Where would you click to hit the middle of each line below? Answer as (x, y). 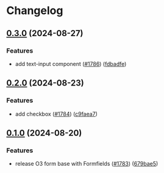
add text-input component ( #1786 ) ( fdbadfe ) (71, 64)
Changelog (35, 11)
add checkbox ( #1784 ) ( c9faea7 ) (56, 114)
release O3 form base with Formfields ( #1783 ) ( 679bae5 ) (87, 164)
